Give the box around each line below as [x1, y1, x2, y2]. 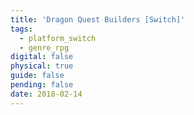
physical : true [10, 61, 74, 71]
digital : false [10, 52, 74, 62]
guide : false [10, 71, 65, 81]
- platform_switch [19, 33, 97, 43]
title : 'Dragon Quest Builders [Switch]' [10, 14, 186, 25]
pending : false [10, 80, 74, 90]
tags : [10, 24, 33, 34]
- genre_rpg [19, 42, 70, 53]
